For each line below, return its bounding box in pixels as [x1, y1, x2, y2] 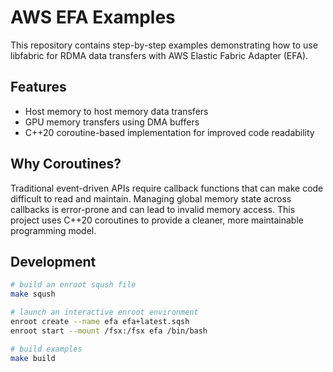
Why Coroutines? [10, 156, 122, 173]
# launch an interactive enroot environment [10, 307, 199, 318]
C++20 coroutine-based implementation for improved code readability [24, 126, 315, 138]
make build [10, 353, 56, 363]
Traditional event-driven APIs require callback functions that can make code [10, 182, 324, 194]
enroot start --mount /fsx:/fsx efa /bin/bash [10, 326, 208, 336]
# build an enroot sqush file [10, 280, 137, 290]
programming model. [10, 224, 97, 236]
